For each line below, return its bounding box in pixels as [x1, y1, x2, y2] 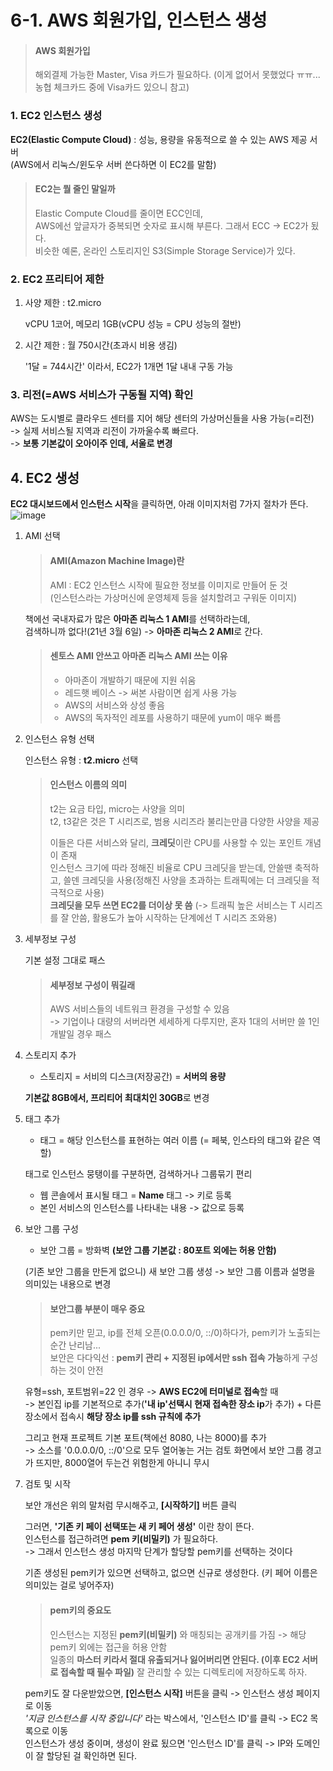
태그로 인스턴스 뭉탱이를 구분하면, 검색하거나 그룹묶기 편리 [24, 1168, 253, 1180]
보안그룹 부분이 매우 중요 [49, 1302, 146, 1315]
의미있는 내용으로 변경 [24, 1278, 112, 1290]
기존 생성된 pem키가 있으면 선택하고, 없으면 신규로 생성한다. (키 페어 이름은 [24, 1567, 318, 1579]
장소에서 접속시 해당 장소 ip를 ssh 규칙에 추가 [24, 1411, 202, 1423]
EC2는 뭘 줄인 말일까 [34, 183, 116, 195]
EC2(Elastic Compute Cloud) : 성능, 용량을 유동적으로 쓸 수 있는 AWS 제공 [10, 133, 308, 145]
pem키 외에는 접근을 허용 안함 [49, 1641, 168, 1653]
